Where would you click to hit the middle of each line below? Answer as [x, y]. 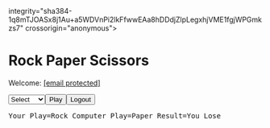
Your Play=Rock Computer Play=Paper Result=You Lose [115, 116]
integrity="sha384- [40, 11]
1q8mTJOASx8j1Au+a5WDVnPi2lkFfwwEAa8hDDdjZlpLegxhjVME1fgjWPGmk [135, 19]
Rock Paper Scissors [79, 61]
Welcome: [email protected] [54, 83]
